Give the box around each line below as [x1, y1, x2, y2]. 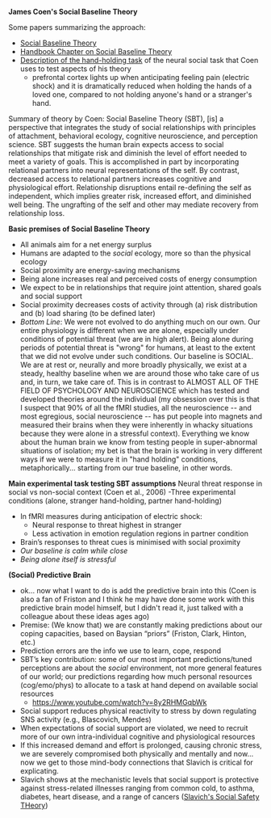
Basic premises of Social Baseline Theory [8, 224, 151, 234]
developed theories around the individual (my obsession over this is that [19, 394, 260, 403]
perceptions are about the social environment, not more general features [19, 663, 262, 673]
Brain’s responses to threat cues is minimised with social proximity [19, 538, 241, 546]
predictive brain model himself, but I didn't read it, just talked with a [19, 603, 244, 613]
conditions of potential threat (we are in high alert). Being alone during [19, 335, 254, 344]
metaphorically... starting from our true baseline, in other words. [19, 463, 233, 472]
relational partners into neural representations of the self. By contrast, [8, 166, 240, 175]
